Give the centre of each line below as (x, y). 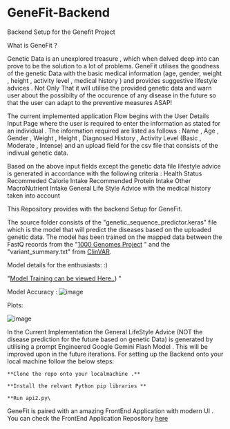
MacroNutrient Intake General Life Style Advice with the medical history (109, 188)
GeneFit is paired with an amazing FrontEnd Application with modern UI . (111, 411)
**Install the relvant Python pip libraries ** (77, 386)
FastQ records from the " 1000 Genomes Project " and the (89, 244)
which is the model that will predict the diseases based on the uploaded (109, 229)
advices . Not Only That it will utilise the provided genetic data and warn (109, 88)
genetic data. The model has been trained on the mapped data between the (115, 237)
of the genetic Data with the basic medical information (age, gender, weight (115, 73)
